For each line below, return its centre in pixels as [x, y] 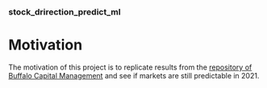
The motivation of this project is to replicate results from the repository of [130, 67]
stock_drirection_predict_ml [65, 12]
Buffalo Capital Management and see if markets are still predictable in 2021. [134, 75]
